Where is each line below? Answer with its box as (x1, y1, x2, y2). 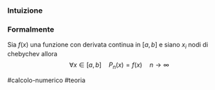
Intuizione (7, 6, 43, 15)
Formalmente (7, 24, 55, 34)
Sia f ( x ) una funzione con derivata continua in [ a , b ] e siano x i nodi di (7, 41, 209, 51)
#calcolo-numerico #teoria (7, 76, 86, 84)
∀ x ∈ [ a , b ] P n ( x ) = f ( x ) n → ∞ (69, 60, 170, 70)
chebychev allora (7, 50, 58, 58)
